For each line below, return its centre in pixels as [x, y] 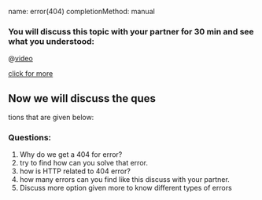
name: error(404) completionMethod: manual [81, 11]
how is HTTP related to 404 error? [75, 171]
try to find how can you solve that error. [83, 163]
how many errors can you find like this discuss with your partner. [124, 180]
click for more [31, 74]
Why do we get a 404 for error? [71, 155]
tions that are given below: [51, 118]
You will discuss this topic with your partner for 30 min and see [131, 31]
